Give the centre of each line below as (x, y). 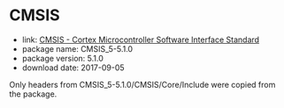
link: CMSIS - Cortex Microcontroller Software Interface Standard (140, 40)
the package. (33, 94)
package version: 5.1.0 (62, 58)
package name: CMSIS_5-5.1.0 (77, 48)
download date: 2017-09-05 (73, 68)
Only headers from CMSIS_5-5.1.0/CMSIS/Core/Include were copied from (142, 84)
